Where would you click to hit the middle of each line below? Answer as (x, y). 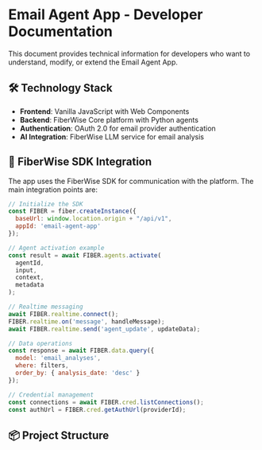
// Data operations (40, 343)
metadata (30, 285)
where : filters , (42, 366)
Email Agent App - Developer (106, 15)
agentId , (30, 263)
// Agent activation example (56, 248)
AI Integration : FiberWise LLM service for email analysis (112, 136)
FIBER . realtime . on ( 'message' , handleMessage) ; (87, 321)
